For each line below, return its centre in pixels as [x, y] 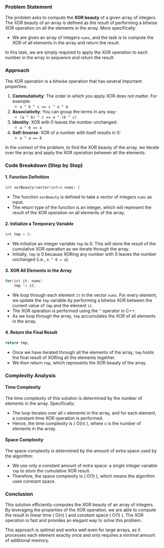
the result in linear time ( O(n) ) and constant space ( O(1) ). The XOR [74, 515]
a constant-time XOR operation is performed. [58, 418]
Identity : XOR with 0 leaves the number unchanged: [65, 122]
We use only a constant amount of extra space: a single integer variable [85, 466]
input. [18, 202]
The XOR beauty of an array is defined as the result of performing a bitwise [81, 23]
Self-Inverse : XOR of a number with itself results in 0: [67, 132]
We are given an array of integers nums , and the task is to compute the [83, 37]
